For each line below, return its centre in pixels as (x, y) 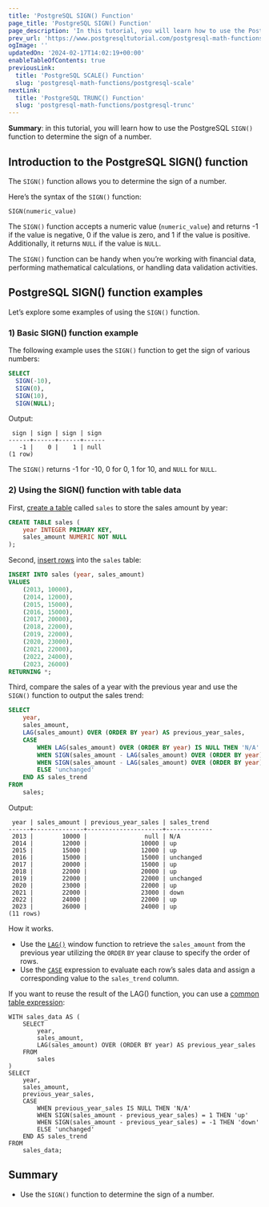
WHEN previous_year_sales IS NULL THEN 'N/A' (114, 1108)
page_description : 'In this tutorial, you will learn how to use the (127, 30)
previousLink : (32, 68)
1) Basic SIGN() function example (73, 332)
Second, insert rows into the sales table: (75, 560)
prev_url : (25, 38)
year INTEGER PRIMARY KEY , (68, 530)
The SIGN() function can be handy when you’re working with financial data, (132, 258)
